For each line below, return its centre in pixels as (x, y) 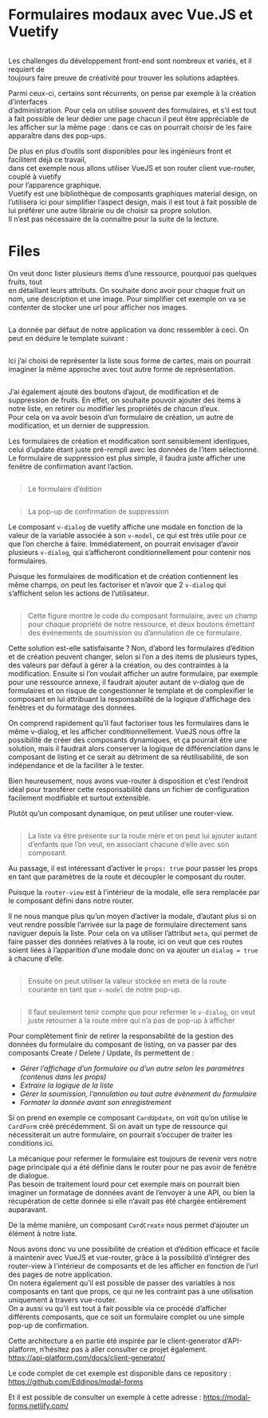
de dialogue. (29, 1175)
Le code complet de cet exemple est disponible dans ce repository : (120, 1373)
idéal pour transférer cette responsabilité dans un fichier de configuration (129, 789)
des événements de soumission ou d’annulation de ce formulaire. (134, 632)
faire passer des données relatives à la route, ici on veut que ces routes (126, 941)
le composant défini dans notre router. (71, 901)
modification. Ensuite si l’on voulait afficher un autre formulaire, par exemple (133, 673)
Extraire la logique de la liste (67, 1085)
